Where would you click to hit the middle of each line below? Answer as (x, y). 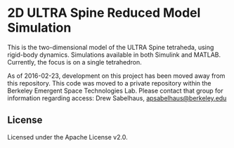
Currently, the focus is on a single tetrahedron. (74, 62)
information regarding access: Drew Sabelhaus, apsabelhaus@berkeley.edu (117, 98)
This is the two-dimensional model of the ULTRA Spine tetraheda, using (111, 47)
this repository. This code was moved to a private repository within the (110, 83)
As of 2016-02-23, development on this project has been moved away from (116, 76)
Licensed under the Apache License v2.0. (67, 137)
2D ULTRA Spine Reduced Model (104, 13)
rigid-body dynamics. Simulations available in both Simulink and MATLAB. (114, 55)
